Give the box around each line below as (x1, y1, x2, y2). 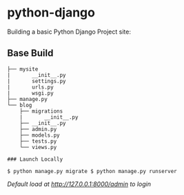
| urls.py (7, 84, 54, 91)
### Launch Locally (7, 156, 63, 163)
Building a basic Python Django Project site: (7, 27, 131, 36)
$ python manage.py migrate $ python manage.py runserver (7, 168, 177, 174)
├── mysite (7, 65, 39, 73)
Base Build (7, 47, 54, 59)
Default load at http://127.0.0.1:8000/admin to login (7, 180, 152, 188)
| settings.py (7, 78, 67, 84)
